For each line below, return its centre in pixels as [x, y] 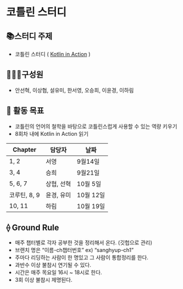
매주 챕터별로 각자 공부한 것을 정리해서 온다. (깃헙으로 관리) [83, 243]
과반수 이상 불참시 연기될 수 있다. [53, 265]
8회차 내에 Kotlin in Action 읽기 [52, 133]
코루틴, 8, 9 [25, 195]
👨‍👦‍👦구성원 [25, 75]
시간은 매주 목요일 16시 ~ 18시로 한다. [58, 272]
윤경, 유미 [58, 195]
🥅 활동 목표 [25, 111]
